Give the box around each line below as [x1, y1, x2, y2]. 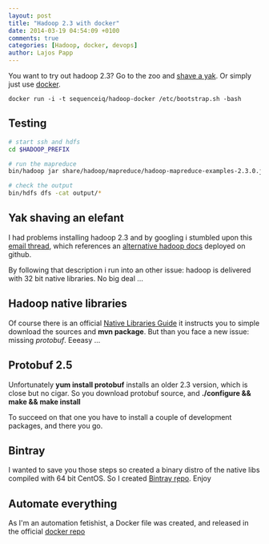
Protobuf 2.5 [8, 358, 73, 373]
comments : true [8, 34, 59, 42]
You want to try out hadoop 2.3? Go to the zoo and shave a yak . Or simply [8, 71, 252, 80]
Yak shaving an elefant [8, 212, 124, 225]
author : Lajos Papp [8, 49, 74, 57]
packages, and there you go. [8, 421, 103, 430]
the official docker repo [8, 526, 86, 537]
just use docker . [8, 79, 62, 89]
